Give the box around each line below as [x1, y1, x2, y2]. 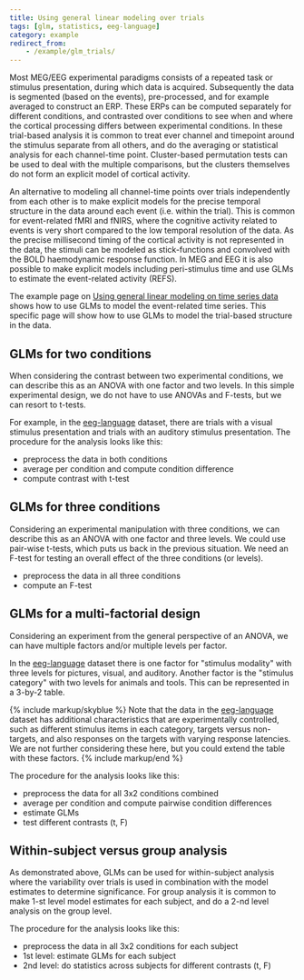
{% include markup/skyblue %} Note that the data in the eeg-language [9, 704, 274, 715]
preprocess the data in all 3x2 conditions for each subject [22, 941, 239, 952]
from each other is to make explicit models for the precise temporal [9, 196, 261, 207]
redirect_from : [9, 38, 67, 48]
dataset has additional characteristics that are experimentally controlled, [9, 714, 279, 725]
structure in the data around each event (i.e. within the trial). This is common [9, 205, 296, 216]
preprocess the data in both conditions [22, 454, 168, 465]
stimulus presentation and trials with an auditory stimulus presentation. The [9, 426, 291, 437]
